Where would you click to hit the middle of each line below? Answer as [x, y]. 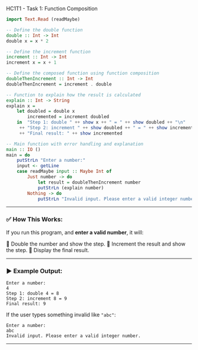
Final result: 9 [26, 303]
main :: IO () [24, 149]
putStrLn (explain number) [71, 188]
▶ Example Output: [34, 271]
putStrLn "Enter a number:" [51, 161]
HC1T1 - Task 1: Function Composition [52, 9]
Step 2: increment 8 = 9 [37, 298]
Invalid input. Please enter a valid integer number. [74, 336]
